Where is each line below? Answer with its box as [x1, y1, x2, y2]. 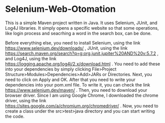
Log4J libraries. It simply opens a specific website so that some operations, [5, 25, 159, 31]
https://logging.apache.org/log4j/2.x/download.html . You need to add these [5, 61, 161, 67]
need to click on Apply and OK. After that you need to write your [5, 77, 136, 82]
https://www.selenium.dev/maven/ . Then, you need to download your [5, 87, 147, 93]
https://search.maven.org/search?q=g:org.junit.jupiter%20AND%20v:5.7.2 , [5, 50, 159, 56]
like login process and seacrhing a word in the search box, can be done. [5, 30, 152, 36]
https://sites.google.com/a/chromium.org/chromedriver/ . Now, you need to [5, 103, 159, 109]
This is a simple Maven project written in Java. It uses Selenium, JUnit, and [5, 20, 158, 26]
